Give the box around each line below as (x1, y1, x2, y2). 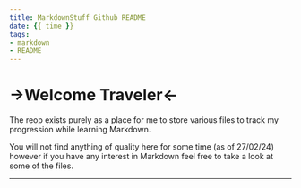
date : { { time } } (9, 21, 74, 30)
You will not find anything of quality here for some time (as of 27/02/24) (9, 141, 275, 152)
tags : (9, 30, 30, 38)
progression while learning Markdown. (9, 124, 151, 135)
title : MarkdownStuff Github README (9, 13, 146, 22)
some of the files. (9, 160, 74, 171)
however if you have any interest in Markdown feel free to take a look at (9, 151, 273, 162)
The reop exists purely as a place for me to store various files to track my (9, 115, 279, 125)
